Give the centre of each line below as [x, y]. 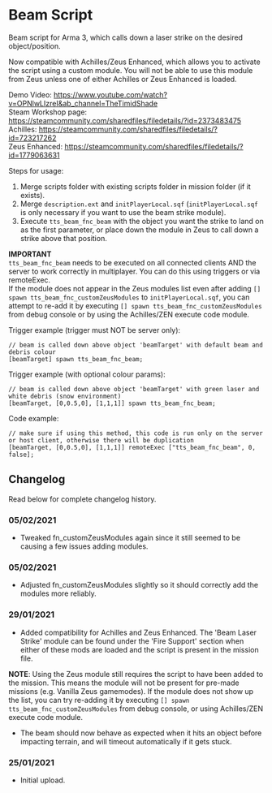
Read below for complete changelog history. [82, 499]
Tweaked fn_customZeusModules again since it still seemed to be [130, 538]
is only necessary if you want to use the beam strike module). [123, 212]
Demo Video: [30, 94]
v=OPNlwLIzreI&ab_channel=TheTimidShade [83, 103]
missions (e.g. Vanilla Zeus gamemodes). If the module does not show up [131, 691]
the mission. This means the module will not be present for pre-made [124, 683]
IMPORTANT [30, 254]
